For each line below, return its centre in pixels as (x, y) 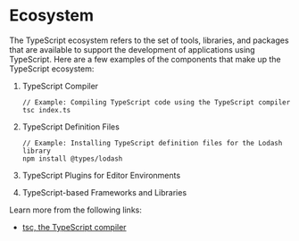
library (36, 151)
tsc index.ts (46, 110)
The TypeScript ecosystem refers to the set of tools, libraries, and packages (149, 40)
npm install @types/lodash (72, 158)
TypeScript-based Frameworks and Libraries (104, 192)
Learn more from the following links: (76, 210)
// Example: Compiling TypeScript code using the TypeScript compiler (156, 102)
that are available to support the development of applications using (133, 49)
